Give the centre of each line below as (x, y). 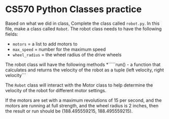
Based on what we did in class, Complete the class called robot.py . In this (82, 23)
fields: (12, 34)
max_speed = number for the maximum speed (59, 49)
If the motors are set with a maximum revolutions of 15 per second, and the (83, 100)
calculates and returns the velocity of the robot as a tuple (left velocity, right (84, 70)
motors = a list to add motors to (45, 44)
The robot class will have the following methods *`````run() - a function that (83, 64)
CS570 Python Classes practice (74, 9)
